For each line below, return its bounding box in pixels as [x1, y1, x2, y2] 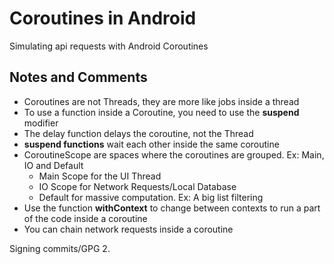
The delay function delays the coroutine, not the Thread [23, 127, 254, 139]
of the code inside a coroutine [23, 212, 148, 224]
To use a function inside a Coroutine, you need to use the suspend [23, 106, 300, 118]
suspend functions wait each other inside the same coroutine [23, 138, 280, 150]
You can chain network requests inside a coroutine [23, 223, 234, 235]
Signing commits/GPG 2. [9, 242, 111, 254]
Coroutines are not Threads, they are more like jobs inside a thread [23, 95, 300, 107]
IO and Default [23, 159, 84, 171]
